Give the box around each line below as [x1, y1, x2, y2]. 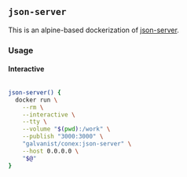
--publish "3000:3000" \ [22, 133, 104, 141]
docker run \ [15, 96, 58, 104]
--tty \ [22, 118, 47, 126]
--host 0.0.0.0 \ [22, 147, 79, 155]
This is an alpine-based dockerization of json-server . [8, 25, 179, 35]
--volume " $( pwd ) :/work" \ [22, 125, 111, 133]
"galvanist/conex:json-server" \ [22, 140, 132, 148]
